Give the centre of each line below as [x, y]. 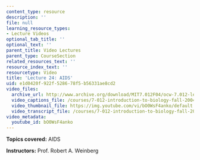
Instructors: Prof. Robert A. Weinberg [52, 151]
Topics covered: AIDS [33, 139]
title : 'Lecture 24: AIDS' [40, 78]
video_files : [22, 89]
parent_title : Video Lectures [44, 51]
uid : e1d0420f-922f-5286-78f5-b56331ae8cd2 [61, 84]
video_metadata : [26, 117]
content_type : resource [36, 12]
